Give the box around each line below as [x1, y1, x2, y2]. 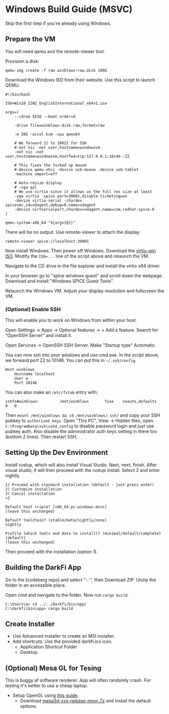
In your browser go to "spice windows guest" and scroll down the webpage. [5, 272, 163, 278]
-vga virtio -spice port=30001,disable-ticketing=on [14, 194, 128, 199]
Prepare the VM [5, 35, 55, 43]
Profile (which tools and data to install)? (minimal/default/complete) [5, 531, 161, 536]
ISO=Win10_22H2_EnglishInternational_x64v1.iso [5, 101, 107, 106]
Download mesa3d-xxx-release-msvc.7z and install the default [20, 698, 151, 704]
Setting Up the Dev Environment [5, 448, 108, 457]
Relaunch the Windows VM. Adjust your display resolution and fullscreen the [5, 288, 164, 294]
